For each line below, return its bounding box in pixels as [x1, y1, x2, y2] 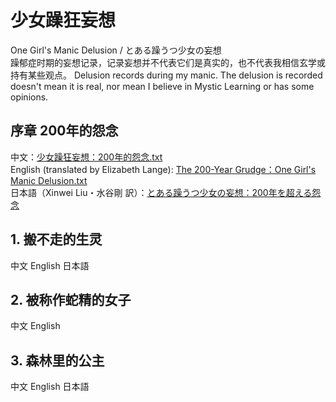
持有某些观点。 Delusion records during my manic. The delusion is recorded [10, 69, 323, 81]
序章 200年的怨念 [10, 122, 119, 140]
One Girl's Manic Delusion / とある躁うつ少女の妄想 [10, 44, 222, 56]
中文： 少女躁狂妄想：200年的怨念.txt [10, 151, 163, 163]
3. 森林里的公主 [10, 352, 105, 369]
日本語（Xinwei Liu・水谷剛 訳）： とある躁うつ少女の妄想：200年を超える [10, 186, 313, 198]
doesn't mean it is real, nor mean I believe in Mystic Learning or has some [10, 80, 315, 92]
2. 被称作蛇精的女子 [10, 291, 132, 308]
